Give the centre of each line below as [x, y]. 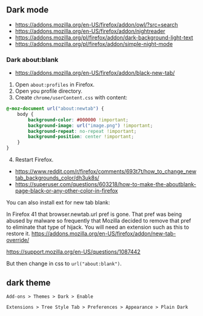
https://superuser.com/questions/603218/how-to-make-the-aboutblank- [105, 184]
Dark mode [28, 10]
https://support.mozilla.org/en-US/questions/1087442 [73, 252]
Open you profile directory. [49, 91]
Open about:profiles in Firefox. [55, 85]
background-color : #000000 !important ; [78, 120]
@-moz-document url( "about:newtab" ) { [55, 109]
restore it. [18, 234]
